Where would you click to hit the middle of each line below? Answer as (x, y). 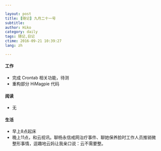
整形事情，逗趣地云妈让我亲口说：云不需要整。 (59, 144)
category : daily (21, 32)
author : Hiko (18, 27)
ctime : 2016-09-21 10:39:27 (33, 41)
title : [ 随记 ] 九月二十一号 (30, 18)
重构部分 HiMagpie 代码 (36, 84)
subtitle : (15, 23)
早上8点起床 (24, 132)
